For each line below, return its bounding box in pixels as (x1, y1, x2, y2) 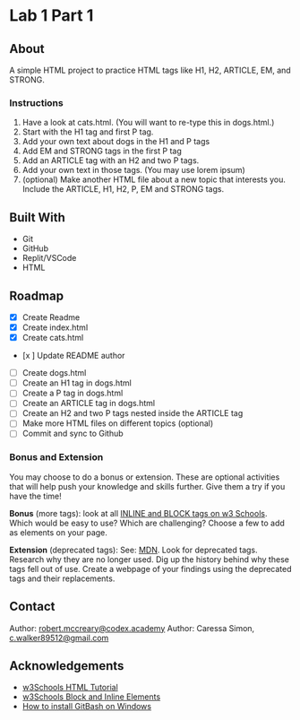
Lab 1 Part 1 (9, 5, 94, 26)
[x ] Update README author (21, 351, 125, 361)
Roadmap (9, 288, 64, 303)
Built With (9, 210, 65, 225)
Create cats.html (21, 333, 84, 343)
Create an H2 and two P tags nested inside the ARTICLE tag (21, 408, 244, 419)
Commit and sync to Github (21, 428, 124, 439)
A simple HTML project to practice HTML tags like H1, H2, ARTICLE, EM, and (9, 65, 291, 75)
